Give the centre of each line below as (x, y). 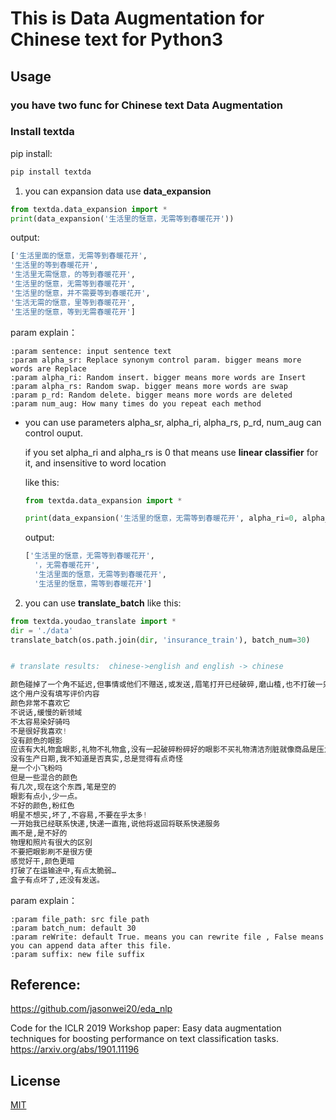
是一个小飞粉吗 (36, 768)
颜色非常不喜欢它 (40, 703)
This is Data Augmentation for (137, 18)
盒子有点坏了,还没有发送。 (57, 880)
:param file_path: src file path (80, 919)
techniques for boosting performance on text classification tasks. (145, 1039)
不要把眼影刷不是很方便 (51, 852)
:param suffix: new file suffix (77, 954)
